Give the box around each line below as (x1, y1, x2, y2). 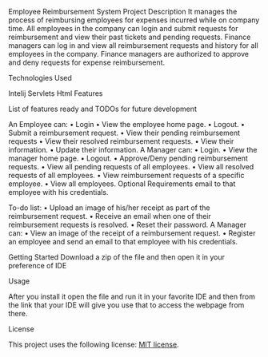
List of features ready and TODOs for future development (8, 104, 198, 113)
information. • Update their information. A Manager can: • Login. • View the (8, 145, 258, 154)
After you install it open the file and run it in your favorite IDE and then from (8, 292, 256, 301)
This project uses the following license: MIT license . (8, 339, 179, 349)
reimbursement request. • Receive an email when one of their (8, 212, 212, 220)
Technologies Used (8, 73, 72, 82)
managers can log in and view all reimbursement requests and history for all (8, 41, 258, 50)
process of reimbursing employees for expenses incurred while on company (8, 15, 260, 25)
